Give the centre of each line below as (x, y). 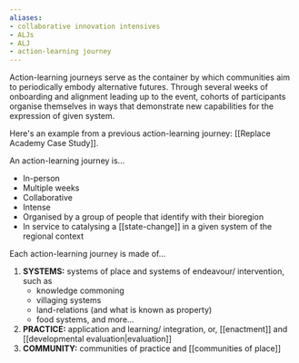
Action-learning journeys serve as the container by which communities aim (150, 77)
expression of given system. (62, 116)
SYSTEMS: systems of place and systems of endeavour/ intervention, (153, 271)
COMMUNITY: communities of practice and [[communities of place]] (152, 348)
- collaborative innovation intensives (85, 26)
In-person (41, 179)
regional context (53, 236)
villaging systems (69, 300)
